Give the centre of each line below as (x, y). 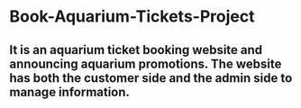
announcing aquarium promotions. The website (146, 63)
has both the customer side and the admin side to (151, 78)
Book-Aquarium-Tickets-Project (132, 17)
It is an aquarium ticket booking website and (136, 50)
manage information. (70, 92)
